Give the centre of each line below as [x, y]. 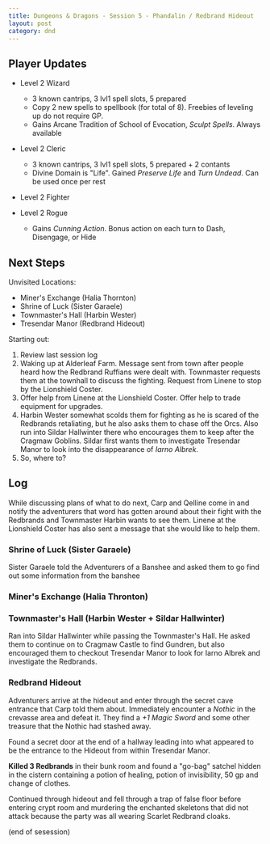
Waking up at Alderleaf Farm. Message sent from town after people [132, 363]
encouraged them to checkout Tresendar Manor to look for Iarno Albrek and [134, 653]
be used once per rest [69, 182]
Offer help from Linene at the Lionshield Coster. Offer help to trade [131, 398]
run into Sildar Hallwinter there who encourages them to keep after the [137, 432]
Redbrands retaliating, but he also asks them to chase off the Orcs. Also [139, 424]
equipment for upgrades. [61, 406]
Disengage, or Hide [64, 237]
